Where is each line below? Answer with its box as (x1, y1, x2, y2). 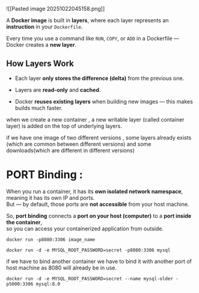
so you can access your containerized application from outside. (6, 225, 164, 232)
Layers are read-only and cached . (14, 86, 101, 93)
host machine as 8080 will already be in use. (6, 264, 117, 271)
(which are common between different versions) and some (6, 140, 152, 147)
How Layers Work (6, 58, 74, 69)
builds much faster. (14, 104, 63, 111)
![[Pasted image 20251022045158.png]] (6, 5, 105, 12)
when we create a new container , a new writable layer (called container (6, 116, 185, 123)
